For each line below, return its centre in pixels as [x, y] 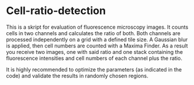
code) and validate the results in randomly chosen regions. [77, 76]
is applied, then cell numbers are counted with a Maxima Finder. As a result [97, 46]
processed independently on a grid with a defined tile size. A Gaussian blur [97, 39]
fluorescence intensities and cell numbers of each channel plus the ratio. [94, 58]
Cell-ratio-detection [56, 11]
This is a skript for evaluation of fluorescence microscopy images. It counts [97, 27]
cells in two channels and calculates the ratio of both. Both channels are [93, 33]
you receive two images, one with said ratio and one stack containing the [95, 52]
